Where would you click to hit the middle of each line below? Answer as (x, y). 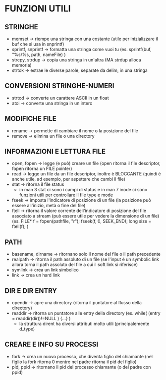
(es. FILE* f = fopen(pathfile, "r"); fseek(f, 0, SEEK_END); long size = (82, 221)
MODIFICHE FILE (30, 119)
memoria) (22, 65)
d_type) (27, 329)
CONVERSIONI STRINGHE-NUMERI (59, 86)
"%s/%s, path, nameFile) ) (39, 54)
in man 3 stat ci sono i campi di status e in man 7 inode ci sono (83, 190)
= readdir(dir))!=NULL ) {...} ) (41, 319)
